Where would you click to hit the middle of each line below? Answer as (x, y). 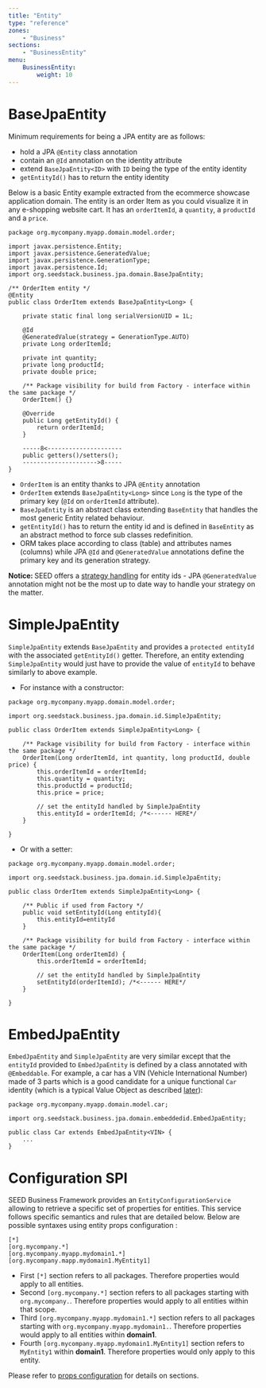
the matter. (26, 592)
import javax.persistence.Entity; (66, 246)
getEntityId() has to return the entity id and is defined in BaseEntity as (137, 526)
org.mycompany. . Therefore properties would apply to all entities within (134, 1301)
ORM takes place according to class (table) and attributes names (125, 543)
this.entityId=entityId (76, 919)
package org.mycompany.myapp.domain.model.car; (89, 1105)
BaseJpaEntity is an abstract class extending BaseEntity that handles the (139, 509)
